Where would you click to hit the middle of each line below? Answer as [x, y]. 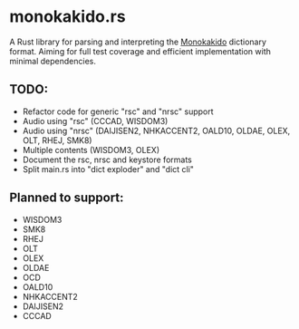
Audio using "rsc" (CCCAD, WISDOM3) [95, 121]
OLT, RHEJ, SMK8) [57, 140]
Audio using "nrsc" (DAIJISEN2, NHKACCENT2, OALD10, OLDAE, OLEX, [156, 131]
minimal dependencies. [53, 61]
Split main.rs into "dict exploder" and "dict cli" [108, 169]
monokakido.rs [68, 17]
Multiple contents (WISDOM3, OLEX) [91, 150]
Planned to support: [67, 198]
